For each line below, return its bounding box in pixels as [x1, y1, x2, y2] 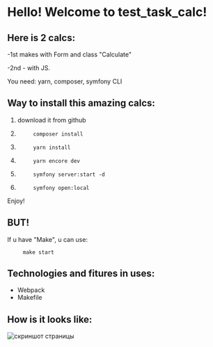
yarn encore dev [33, 157, 80, 164]
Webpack [17, 286, 45, 294]
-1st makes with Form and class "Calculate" [7, 50, 132, 58]
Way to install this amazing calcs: [7, 97, 155, 109]
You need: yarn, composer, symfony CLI [7, 77, 123, 86]
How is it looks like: [7, 314, 93, 325]
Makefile [17, 293, 42, 302]
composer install [33, 130, 84, 138]
